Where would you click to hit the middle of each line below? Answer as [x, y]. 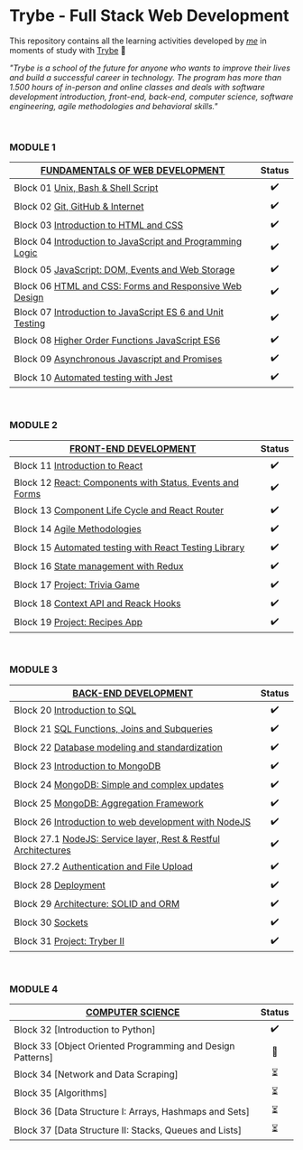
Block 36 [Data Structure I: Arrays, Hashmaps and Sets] [132, 1111]
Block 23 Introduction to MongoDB [87, 766]
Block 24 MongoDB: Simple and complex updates [119, 785]
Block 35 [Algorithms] [61, 1092]
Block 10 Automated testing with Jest [93, 378]
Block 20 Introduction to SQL [75, 710]
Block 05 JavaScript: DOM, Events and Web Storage [124, 269]
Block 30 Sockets [51, 922]
